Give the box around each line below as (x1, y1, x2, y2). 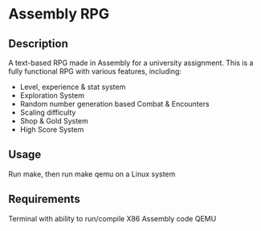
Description (8, 37, 68, 51)
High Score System (19, 125, 84, 134)
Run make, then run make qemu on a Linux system (8, 169, 176, 179)
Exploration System (19, 91, 85, 100)
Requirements (8, 192, 80, 206)
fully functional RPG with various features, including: (8, 67, 182, 76)
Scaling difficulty (19, 107, 76, 117)
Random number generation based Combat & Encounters (19, 99, 210, 108)
